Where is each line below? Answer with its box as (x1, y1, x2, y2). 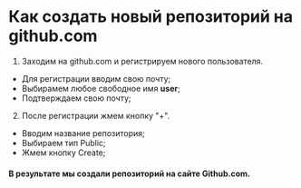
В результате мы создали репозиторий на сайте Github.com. (8, 168, 251, 179)
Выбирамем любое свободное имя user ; (21, 83, 180, 94)
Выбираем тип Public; (21, 137, 106, 148)
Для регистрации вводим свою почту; (21, 73, 171, 84)
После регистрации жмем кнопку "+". (21, 110, 170, 121)
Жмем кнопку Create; (21, 147, 106, 158)
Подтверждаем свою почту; (21, 93, 132, 104)
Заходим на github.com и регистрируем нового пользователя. (21, 55, 264, 66)
